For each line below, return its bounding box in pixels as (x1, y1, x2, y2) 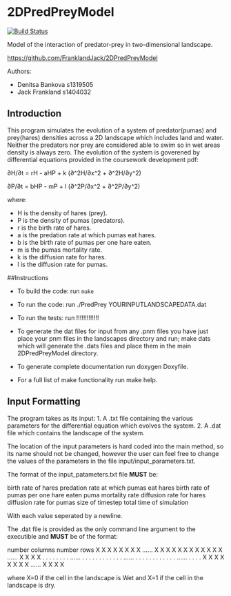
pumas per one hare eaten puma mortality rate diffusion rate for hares (7, 490, 206, 499)
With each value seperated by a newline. (7, 511, 123, 519)
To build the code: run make (17, 287, 94, 295)
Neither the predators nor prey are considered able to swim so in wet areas (7, 141, 221, 149)
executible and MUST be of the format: (7, 532, 119, 540)
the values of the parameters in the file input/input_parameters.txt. (7, 457, 196, 465)
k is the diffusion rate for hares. (17, 252, 107, 261)
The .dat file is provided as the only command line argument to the (7, 525, 196, 533)
